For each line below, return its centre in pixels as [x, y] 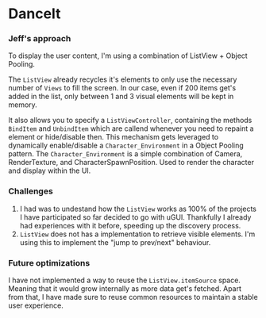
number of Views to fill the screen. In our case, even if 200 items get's [122, 88]
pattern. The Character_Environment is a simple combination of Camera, [125, 154]
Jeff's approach [40, 39]
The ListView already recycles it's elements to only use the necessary [123, 79]
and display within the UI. [50, 170]
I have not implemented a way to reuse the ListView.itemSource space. [124, 280]
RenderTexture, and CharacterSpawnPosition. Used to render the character [131, 163]
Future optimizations [49, 262]
